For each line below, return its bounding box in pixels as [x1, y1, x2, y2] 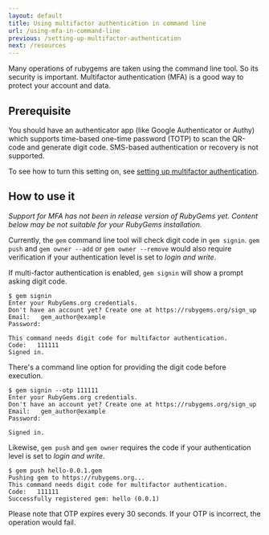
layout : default [8, 11, 63, 20]
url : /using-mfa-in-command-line [8, 27, 120, 35]
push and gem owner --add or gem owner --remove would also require [8, 243, 232, 253]
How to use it [8, 190, 75, 203]
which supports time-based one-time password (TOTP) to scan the [8, 133, 230, 143]
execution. [8, 370, 43, 380]
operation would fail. [8, 517, 76, 527]
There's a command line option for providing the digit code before [8, 362, 226, 372]
